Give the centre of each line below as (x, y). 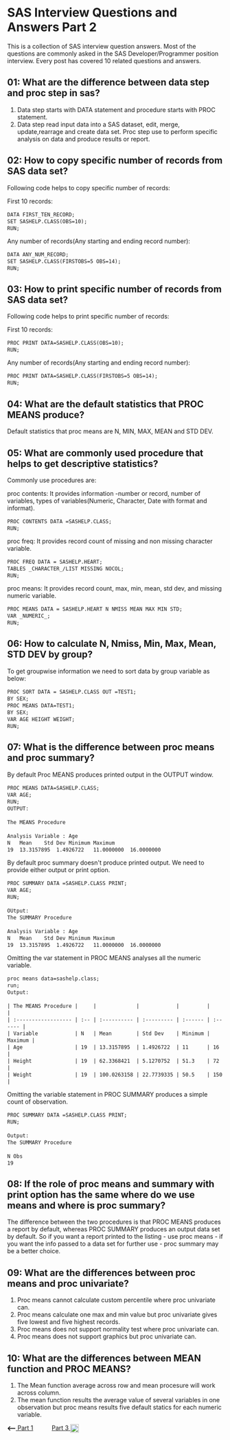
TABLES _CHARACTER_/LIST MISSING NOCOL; (66, 569)
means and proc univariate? (68, 1283)
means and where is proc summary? (87, 1205)
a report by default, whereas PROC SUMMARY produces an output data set (114, 1229)
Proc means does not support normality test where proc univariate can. (118, 1329)
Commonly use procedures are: (52, 480)
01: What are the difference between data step (108, 83)
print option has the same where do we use (101, 1195)
